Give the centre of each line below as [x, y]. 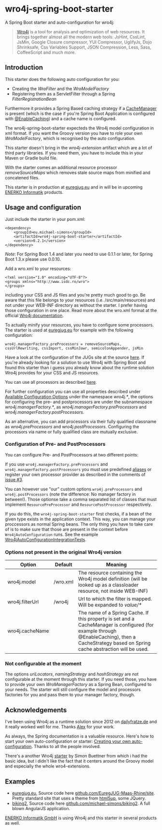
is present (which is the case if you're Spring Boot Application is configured [80, 113]
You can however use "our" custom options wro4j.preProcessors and [74, 489]
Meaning [116, 564]
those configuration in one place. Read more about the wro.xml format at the [81, 310]
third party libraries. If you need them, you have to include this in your [74, 153]
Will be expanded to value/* [110, 605]
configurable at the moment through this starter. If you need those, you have [81, 679]
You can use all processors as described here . [51, 382]
